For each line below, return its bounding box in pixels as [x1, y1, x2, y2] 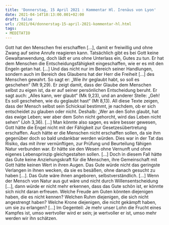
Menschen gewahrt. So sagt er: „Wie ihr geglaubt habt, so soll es [5, 76, 140, 82]
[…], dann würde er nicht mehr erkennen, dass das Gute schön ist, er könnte [5, 183, 163, 189]
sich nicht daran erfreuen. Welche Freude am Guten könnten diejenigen [5, 189, 153, 194]
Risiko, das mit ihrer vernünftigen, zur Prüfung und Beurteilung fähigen [5, 141, 152, 146]
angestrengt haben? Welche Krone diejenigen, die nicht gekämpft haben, [5, 199, 157, 205]
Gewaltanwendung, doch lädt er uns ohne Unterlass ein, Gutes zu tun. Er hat [5, 55, 164, 61]
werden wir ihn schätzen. [5, 215, 58, 221]
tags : [5, 26, 17, 31]
